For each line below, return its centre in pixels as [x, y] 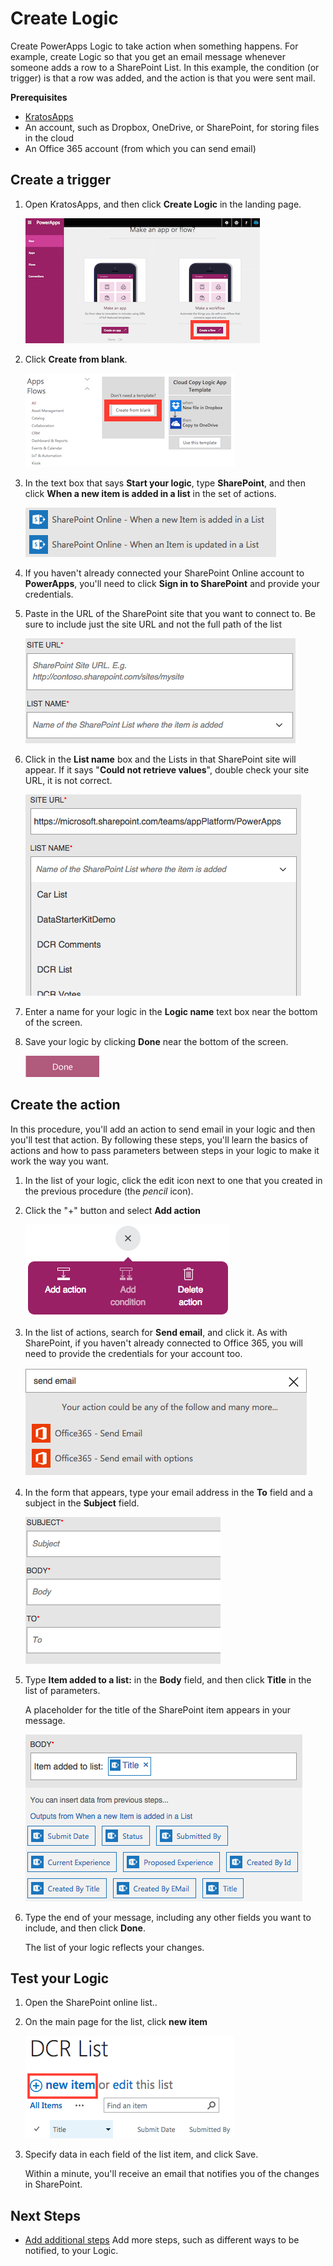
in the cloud [49, 138]
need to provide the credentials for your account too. [133, 1353]
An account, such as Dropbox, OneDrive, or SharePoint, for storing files [172, 127]
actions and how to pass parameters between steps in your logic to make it [165, 1150]
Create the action [65, 1105]
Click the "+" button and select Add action [113, 1210]
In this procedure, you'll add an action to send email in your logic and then [163, 1129]
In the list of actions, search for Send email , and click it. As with [156, 1332]
